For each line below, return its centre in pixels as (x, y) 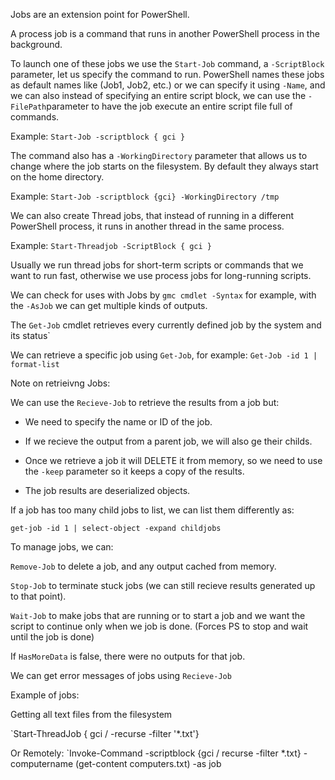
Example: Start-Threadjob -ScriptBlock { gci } (111, 245)
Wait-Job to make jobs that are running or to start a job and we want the (158, 615)
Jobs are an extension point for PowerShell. (100, 14)
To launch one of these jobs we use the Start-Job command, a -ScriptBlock (167, 63)
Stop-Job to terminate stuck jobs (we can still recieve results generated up (163, 585)
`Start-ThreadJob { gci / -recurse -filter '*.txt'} (105, 733)
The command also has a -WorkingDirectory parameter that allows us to (159, 155)
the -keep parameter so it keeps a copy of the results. (134, 471)
